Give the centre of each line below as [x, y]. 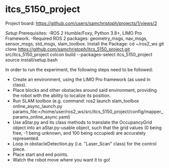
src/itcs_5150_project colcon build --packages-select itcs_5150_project [79, 54]
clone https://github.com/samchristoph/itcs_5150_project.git [68, 49]
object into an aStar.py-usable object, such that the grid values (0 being [87, 128]
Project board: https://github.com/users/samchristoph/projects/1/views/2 [81, 23]
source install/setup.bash [32, 60]
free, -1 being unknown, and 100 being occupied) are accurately [79, 133]
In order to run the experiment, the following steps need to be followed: [79, 70]
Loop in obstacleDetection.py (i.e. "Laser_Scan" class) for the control [84, 144]
